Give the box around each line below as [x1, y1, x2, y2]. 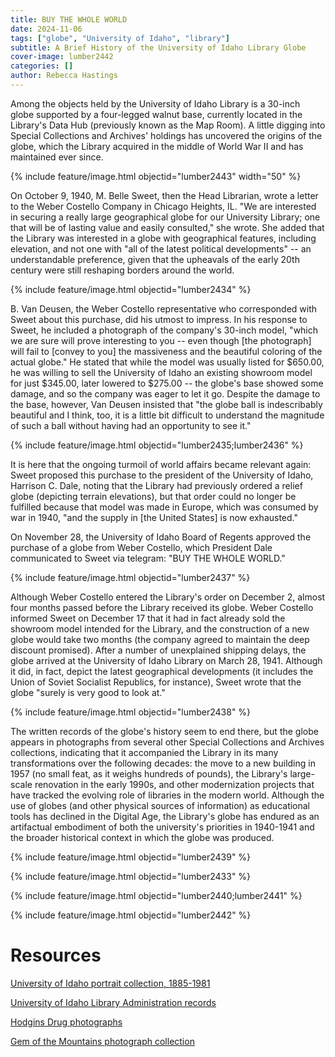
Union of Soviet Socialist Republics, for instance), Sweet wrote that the [10, 676, 302, 688]
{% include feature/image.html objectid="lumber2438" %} [10, 706, 252, 718]
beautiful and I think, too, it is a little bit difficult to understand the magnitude [10, 409, 325, 421]
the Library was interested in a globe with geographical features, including [10, 232, 317, 244]
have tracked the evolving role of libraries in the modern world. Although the [10, 789, 325, 801]
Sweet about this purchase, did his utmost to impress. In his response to [10, 313, 308, 325]
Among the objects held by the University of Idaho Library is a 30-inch [10, 97, 301, 110]
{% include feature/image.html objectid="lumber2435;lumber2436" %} [10, 439, 304, 451]
